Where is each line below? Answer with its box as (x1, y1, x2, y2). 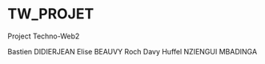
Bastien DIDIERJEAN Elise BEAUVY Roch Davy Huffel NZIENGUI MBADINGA (7, 46, 258, 56)
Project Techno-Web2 (7, 31, 80, 41)
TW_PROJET (7, 5, 94, 23)
